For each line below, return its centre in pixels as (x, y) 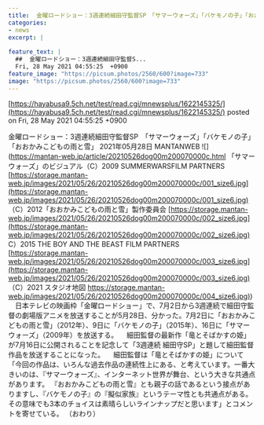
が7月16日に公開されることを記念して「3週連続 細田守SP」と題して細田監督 (131, 344)
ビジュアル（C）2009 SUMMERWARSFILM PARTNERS (137, 166)
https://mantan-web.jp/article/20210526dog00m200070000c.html (118, 156)
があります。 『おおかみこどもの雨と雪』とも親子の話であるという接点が (126, 384)
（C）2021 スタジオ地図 (47, 287)
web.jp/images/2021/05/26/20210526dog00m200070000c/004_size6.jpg (128, 296)
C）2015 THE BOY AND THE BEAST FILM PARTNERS (94, 244)
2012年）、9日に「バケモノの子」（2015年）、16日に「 (145, 325)
